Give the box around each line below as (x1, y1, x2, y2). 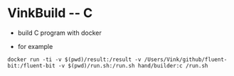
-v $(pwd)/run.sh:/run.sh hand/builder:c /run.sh (58, 62, 208, 69)
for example (17, 42, 53, 50)
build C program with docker (17, 28, 102, 37)
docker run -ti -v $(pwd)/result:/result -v (7, 55, 142, 63)
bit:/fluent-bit (7, 62, 55, 69)
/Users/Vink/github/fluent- (144, 55, 228, 63)
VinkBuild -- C (7, 5, 93, 21)
